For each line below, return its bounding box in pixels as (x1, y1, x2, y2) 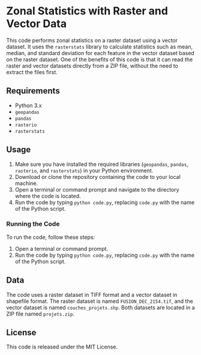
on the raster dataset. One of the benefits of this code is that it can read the (6, 56, 193, 63)
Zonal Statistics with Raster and (6, 4, 168, 18)
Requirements (6, 86, 60, 96)
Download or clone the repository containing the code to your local (14, 173, 181, 180)
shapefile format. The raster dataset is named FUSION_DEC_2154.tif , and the (6, 298, 193, 305)
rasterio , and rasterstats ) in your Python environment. (14, 166, 154, 174)
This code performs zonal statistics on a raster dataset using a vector (6, 37, 178, 44)
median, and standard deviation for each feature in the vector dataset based (6, 49, 195, 56)
